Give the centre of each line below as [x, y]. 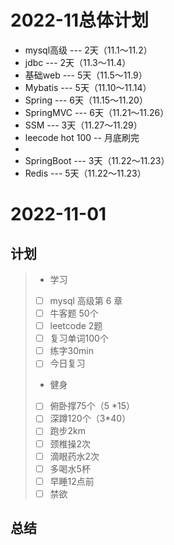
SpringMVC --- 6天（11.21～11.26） [97, 112]
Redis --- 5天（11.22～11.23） [85, 173]
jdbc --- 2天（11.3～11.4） [78, 62]
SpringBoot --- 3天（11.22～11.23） [97, 160]
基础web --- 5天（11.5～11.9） [86, 75]
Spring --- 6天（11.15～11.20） [86, 100]
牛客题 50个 [74, 313]
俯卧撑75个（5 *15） [92, 406]
